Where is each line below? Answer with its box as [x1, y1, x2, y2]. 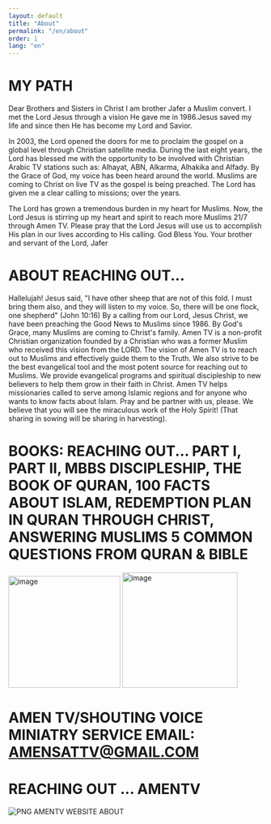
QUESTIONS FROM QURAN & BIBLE [8, 546, 248, 563]
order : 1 [8, 34, 38, 43]
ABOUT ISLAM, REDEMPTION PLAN [8, 494, 252, 512]
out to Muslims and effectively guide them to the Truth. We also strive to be [8, 354, 259, 363]
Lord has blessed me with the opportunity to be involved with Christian [8, 154, 244, 164]
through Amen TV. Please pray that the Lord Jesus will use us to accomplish [8, 221, 262, 231]
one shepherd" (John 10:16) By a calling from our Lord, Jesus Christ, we [8, 311, 248, 320]
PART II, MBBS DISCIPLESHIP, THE [8, 459, 243, 478]
